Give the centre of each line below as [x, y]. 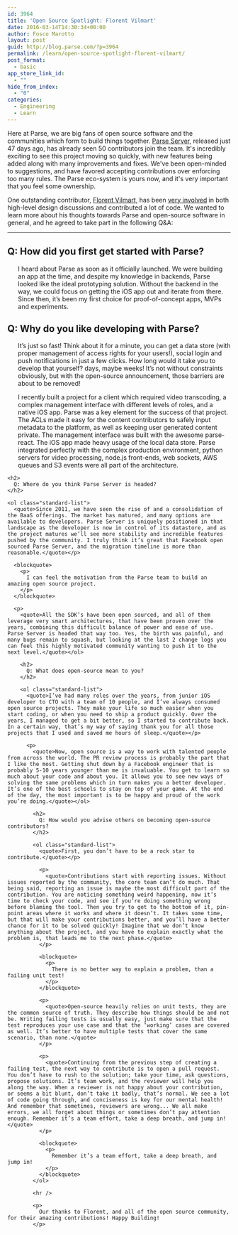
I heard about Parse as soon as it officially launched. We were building [120, 269]
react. [26, 443]
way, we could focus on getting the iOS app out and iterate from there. [120, 291]
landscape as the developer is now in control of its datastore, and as [117, 528]
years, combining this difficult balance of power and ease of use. [110, 627]
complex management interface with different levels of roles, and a [115, 405]
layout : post [27, 41]
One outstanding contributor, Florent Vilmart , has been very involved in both [118, 200]
